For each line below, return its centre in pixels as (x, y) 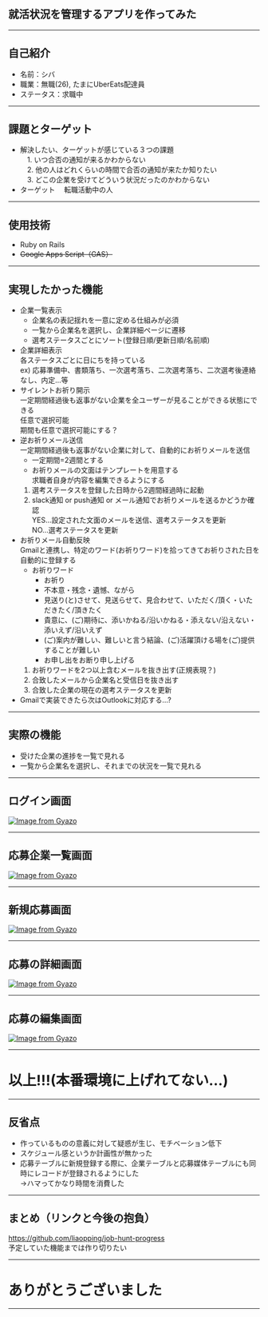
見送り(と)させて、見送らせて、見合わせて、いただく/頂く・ (141, 600)
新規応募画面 (40, 910)
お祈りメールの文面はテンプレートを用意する (105, 470)
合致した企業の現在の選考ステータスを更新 (102, 690)
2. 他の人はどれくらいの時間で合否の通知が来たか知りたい (122, 170)
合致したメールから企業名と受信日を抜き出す (105, 680)
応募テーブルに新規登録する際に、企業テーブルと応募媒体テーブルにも (134, 1163)
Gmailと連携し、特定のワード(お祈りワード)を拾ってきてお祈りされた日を (140, 550)
